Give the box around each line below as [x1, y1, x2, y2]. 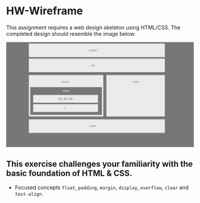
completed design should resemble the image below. [6, 30, 136, 37]
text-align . [14, 190, 43, 198]
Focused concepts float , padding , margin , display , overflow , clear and [14, 184, 189, 191]
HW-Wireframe [6, 4, 83, 18]
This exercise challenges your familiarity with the [6, 159, 193, 169]
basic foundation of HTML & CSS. [6, 168, 133, 178]
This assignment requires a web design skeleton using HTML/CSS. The [6, 24, 181, 31]
